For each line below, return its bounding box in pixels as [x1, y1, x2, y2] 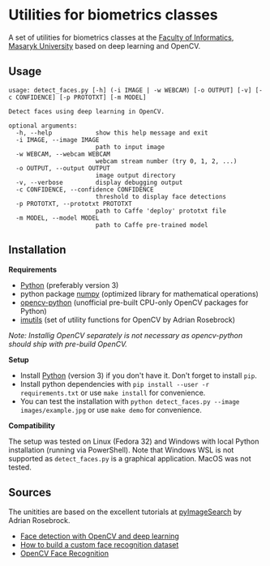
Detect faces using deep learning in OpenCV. [8, 107, 165, 115]
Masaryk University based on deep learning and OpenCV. [8, 41, 201, 50]
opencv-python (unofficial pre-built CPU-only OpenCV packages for [19, 298, 249, 307]
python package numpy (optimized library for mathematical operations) [19, 289, 259, 298]
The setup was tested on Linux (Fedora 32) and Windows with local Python [8, 436, 259, 446]
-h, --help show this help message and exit [15, 128, 208, 137]
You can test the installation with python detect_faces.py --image [19, 396, 240, 406]
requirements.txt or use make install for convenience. [19, 388, 206, 397]
